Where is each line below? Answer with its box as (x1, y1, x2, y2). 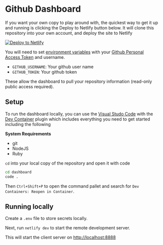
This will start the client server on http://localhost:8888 (5, 234, 116, 241)
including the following (5, 121, 51, 127)
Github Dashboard (5, 3, 81, 15)
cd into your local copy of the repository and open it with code (5, 160, 130, 166)
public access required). (5, 83, 54, 89)
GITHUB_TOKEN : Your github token (12, 69, 77, 74)
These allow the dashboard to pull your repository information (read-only (5, 78, 152, 84)
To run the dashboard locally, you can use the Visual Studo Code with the (5, 111, 153, 117)
